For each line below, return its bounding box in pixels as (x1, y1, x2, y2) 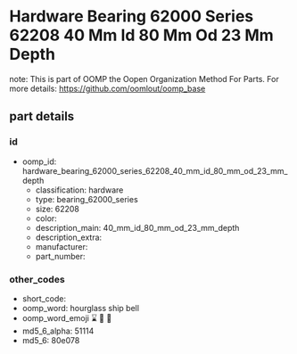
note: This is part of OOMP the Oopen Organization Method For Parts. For (9, 73, 279, 84)
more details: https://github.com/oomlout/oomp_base (9, 83, 206, 94)
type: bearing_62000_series (35, 193, 138, 204)
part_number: (35, 251, 86, 261)
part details (9, 109, 75, 124)
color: (35, 212, 58, 224)
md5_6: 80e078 (21, 334, 80, 345)
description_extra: (35, 232, 103, 243)
